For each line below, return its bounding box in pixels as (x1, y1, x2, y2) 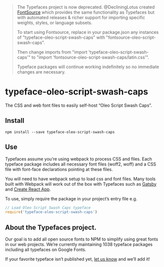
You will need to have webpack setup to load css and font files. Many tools (5, 176, 156, 182)
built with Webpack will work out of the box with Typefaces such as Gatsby (5, 181, 157, 187)
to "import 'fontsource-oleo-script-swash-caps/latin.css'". (31, 54, 149, 60)
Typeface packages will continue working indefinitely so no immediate (17, 64, 159, 70)
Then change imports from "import (17, 49, 88, 55)
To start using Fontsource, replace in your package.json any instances (17, 29, 159, 35)
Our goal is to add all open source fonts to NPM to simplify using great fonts (5, 236, 158, 242)
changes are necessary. (17, 69, 66, 75)
